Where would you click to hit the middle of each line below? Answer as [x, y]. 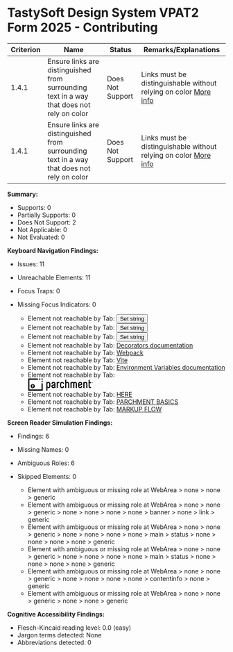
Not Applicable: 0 [42, 229]
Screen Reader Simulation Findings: [60, 423]
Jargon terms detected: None [59, 635]
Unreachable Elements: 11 [54, 277]
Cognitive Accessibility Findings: [56, 614]
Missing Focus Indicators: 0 [57, 304]
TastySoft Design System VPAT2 [103, 13]
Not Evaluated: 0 [41, 237]
